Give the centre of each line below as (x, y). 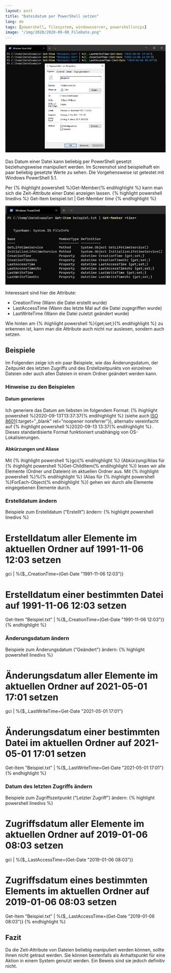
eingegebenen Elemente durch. (38, 488)
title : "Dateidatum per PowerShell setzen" (52, 16)
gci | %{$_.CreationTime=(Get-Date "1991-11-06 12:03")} (64, 574)
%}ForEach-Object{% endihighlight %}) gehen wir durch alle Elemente (79, 482)
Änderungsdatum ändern (37, 638)
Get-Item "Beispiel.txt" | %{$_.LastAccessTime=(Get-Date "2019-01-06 (80, 916)
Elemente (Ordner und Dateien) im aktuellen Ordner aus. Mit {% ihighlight (82, 471)
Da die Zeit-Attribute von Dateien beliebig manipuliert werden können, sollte (85, 950)
